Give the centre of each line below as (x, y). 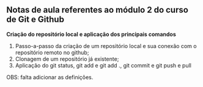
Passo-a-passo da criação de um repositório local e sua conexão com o (106, 46)
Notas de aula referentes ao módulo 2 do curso (97, 10)
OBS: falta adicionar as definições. (50, 77)
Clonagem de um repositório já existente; (67, 59)
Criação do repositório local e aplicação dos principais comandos (91, 34)
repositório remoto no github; (52, 52)
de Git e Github (35, 20)
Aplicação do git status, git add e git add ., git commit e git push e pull (103, 65)
